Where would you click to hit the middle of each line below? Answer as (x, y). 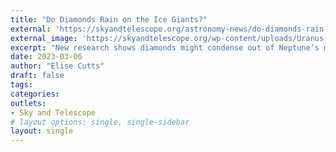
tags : (21, 85)
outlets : (28, 103)
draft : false (37, 76)
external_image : (44, 38)
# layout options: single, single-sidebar (100, 122)
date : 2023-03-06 (46, 57)
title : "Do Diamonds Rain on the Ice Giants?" (109, 19)
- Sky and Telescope (53, 112)
